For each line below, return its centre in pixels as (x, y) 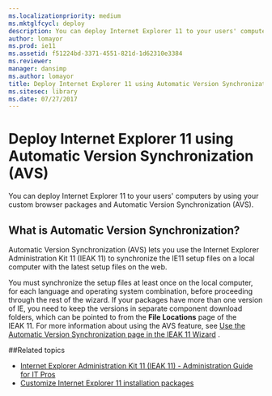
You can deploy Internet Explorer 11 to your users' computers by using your (134, 196)
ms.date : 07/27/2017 (43, 99)
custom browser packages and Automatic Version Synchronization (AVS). (131, 204)
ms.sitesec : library (43, 91)
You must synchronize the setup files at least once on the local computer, (131, 282)
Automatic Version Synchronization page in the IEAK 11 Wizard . (114, 334)
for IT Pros (38, 374)
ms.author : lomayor (41, 76)
